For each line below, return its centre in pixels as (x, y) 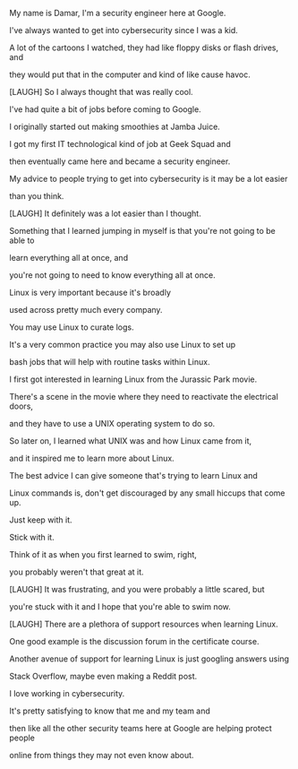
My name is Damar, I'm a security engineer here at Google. (118, 13)
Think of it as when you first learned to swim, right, (103, 554)
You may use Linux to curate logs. (72, 327)
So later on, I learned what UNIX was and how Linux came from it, (131, 441)
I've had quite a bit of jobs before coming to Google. (105, 109)
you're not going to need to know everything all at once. (113, 275)
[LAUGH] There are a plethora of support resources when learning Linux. (144, 624)
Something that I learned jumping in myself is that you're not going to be (142, 231)
